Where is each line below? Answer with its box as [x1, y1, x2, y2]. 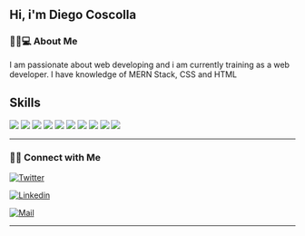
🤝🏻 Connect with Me [9, 152, 102, 164]
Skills [9, 95, 41, 111]
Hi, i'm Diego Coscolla [9, 7, 137, 23]
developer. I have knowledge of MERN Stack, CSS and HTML [9, 68, 238, 80]
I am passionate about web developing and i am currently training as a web [9, 59, 290, 70]
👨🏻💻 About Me [9, 35, 78, 48]
